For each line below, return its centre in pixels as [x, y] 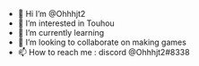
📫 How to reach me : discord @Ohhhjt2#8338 [104, 52]
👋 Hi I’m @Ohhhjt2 [52, 14]
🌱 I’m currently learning [61, 33]
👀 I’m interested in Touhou [66, 23]
